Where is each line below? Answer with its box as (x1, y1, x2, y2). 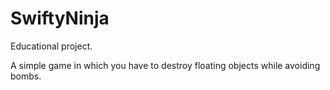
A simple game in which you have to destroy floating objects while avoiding (10, 59, 321, 71)
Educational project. (10, 40, 93, 52)
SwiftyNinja (10, 7, 110, 30)
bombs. (10, 70, 42, 82)
